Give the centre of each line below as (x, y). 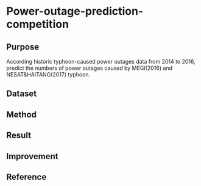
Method (22, 114)
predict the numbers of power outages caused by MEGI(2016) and (89, 68)
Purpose (23, 47)
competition (37, 24)
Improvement (32, 156)
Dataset (22, 94)
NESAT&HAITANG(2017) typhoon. (48, 74)
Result (19, 136)
